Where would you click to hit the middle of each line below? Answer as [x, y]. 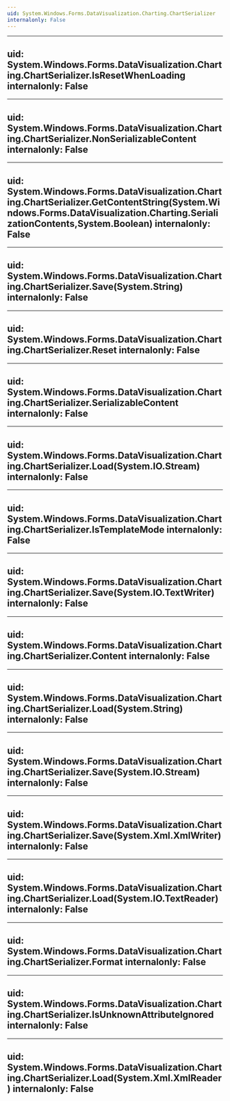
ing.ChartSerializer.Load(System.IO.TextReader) [113, 899]
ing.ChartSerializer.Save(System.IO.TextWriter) [111, 593]
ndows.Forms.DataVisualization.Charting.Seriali [113, 213]
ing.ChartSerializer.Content [67, 656]
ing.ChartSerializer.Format [65, 962]
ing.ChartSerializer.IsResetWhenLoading [97, 75]
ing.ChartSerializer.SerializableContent [93, 403]
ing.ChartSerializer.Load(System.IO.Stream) [104, 466]
